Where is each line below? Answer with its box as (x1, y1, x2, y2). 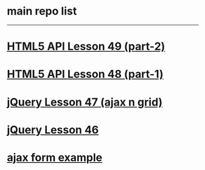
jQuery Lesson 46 (7, 123, 99, 137)
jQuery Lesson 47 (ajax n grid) (7, 95, 163, 109)
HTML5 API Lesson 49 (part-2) (7, 39, 165, 53)
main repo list (7, 4, 77, 18)
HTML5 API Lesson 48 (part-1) (7, 67, 164, 81)
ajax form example (7, 151, 103, 165)
